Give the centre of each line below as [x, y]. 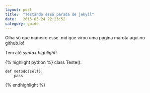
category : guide [22, 24]
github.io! [15, 43]
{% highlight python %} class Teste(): [43, 62]
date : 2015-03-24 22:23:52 [35, 19]
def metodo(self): [24, 72]
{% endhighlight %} [25, 85]
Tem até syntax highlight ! [31, 53]
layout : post [19, 10]
